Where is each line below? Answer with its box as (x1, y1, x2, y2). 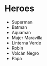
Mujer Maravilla (11, 35, 43, 41)
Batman (11, 24, 27, 30)
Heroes (4, 3, 34, 14)
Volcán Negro (11, 50, 39, 56)
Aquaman (11, 29, 31, 35)
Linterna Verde (11, 40, 42, 45)
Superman (11, 19, 32, 25)
